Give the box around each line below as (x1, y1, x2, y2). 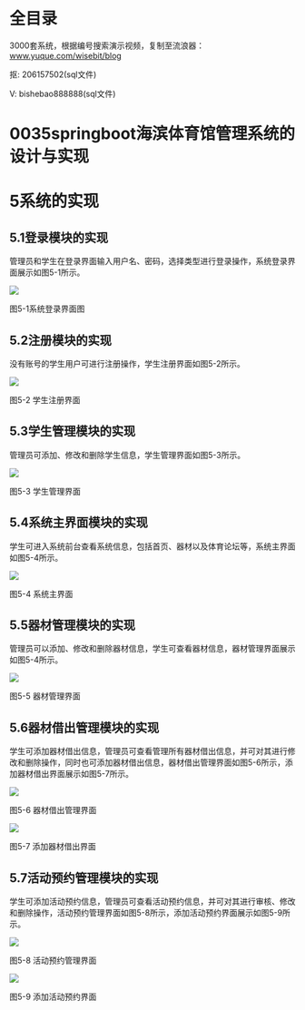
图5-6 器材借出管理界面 (9, 805, 97, 816)
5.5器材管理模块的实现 (9, 617, 136, 632)
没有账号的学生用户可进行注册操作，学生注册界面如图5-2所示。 (9, 358, 245, 368)
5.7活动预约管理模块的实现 (9, 870, 159, 886)
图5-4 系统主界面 (9, 588, 74, 599)
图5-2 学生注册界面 (9, 394, 81, 405)
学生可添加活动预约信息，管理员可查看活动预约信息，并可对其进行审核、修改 (9, 896, 296, 907)
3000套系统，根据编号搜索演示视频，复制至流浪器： (9, 40, 205, 51)
